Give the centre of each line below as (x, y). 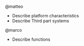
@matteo (14, 6)
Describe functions (31, 39)
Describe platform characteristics (45, 16)
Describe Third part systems (41, 21)
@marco (14, 30)
